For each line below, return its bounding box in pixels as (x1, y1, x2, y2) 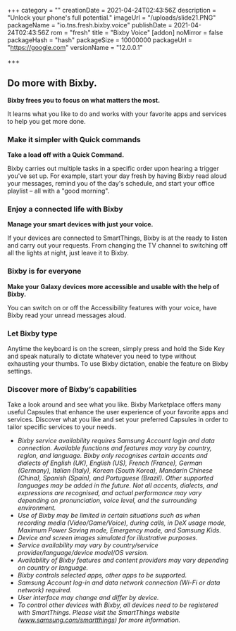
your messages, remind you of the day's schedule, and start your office (7, 179, 215, 188)
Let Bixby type (7, 329, 58, 338)
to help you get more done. (7, 117, 86, 125)
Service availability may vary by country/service (17, 541, 159, 549)
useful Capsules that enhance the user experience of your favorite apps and (7, 408, 229, 416)
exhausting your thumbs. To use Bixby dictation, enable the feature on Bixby (7, 359, 229, 368)
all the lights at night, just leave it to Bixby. (7, 249, 129, 257)
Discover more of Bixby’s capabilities (7, 384, 137, 394)
